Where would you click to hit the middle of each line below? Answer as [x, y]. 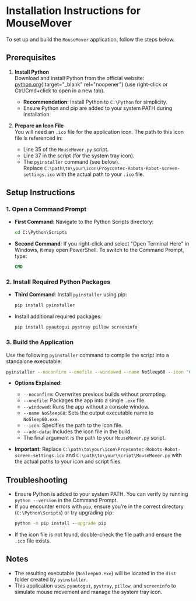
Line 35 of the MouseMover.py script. [66, 149]
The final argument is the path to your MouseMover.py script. [94, 438]
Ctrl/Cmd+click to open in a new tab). [60, 90]
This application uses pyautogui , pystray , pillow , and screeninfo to [95, 585]
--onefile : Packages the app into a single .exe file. [84, 400]
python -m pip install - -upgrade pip [60, 524]
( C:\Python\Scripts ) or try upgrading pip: [64, 513]
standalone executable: [34, 361]
